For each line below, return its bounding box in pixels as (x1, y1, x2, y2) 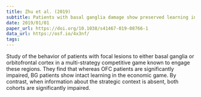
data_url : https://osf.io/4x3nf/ (6, 31, 90, 37)
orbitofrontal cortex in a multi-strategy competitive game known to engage (6, 59, 190, 66)
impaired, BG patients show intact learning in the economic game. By (6, 72, 176, 79)
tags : (6, 36, 20, 42)
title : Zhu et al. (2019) (6, 8, 71, 15)
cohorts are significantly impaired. (6, 85, 91, 91)
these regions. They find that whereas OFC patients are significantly (6, 65, 175, 72)
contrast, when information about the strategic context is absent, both (6, 78, 179, 85)
